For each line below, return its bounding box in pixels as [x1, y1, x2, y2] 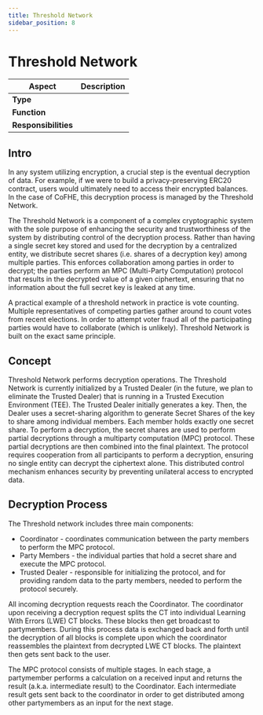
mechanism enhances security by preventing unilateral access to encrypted [8, 467, 254, 476]
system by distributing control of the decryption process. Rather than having [8, 233, 255, 242]
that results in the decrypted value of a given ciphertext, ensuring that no [8, 274, 245, 284]
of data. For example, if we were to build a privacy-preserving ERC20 [8, 176, 232, 185]
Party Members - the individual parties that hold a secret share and [19, 551, 237, 560]
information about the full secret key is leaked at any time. [8, 283, 195, 292]
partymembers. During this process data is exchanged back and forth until [8, 624, 249, 633]
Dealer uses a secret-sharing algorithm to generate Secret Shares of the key [8, 409, 255, 418]
